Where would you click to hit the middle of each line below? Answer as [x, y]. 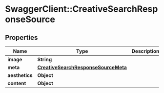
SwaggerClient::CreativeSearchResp [82, 9]
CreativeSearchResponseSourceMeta [82, 67]
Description [145, 51]
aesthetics [20, 75]
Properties [21, 37]
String [45, 59]
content [17, 83]
